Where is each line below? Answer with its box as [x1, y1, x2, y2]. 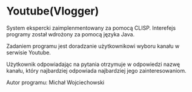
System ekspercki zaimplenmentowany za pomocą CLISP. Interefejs [6, 24, 176, 31]
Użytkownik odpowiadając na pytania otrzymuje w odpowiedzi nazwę [6, 61, 180, 68]
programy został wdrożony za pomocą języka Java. [6, 30, 135, 38]
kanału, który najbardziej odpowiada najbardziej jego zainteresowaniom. [6, 67, 187, 74]
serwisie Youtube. [6, 48, 51, 56]
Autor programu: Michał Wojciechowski [6, 79, 105, 86]
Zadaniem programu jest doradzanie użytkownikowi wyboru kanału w [6, 42, 180, 50]
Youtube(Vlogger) [6, 4, 99, 18]
